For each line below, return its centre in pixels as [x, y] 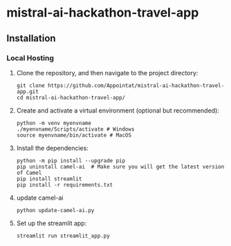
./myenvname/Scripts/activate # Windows [75, 129]
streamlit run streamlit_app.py [63, 236]
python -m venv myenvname [54, 123]
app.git [27, 91]
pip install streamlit [49, 179]
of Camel [29, 173]
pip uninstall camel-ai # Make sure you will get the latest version [120, 167]
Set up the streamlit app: [52, 223]
